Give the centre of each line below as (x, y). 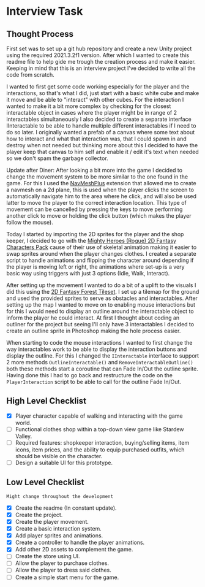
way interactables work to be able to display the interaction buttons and (97, 349)
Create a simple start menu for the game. (67, 577)
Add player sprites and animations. (59, 535)
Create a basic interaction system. (58, 529)
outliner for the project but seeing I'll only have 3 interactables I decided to (100, 324)
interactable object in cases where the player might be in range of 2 (92, 113)
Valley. (24, 436)
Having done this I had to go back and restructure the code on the (90, 375)
